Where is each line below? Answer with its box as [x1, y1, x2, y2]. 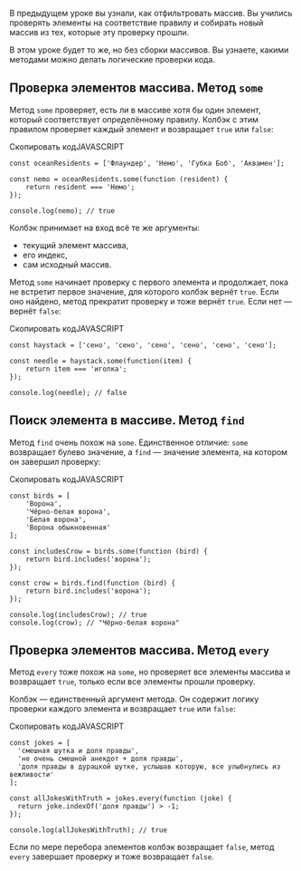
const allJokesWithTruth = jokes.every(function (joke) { [9, 794, 232, 803]
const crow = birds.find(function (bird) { [9, 578, 176, 587]
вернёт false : [9, 305, 61, 316]
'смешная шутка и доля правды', [17, 747, 140, 756]
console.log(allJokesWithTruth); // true [9, 826, 168, 835]
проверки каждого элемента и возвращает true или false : [9, 703, 237, 714]
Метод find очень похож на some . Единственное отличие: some [9, 437, 249, 448]
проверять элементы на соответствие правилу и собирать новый [9, 17, 264, 28]
